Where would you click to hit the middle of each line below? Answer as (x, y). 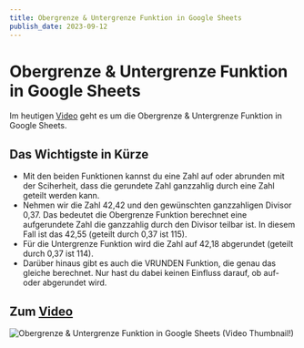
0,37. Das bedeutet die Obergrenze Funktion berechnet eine (135, 215)
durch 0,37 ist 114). (58, 254)
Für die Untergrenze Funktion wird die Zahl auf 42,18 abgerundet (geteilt (158, 244)
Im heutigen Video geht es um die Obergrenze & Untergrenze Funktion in (146, 116)
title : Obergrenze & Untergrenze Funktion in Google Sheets (126, 18)
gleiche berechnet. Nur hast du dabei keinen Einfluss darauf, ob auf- (151, 273)
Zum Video (41, 311)
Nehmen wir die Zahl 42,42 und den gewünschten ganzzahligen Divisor (157, 205)
